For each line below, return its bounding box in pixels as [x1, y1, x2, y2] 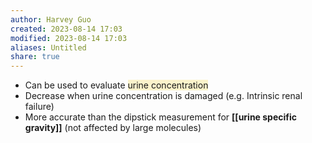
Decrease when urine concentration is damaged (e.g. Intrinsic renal [24, 90, 303, 102]
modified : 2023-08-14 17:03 [10, 33, 128, 43]
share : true [10, 52, 60, 62]
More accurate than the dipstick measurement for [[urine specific [24, 111, 298, 123]
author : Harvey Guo [10, 14, 92, 25]
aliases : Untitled [10, 42, 87, 53]
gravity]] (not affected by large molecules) [24, 122, 202, 134]
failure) [24, 101, 55, 113]
